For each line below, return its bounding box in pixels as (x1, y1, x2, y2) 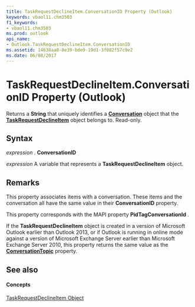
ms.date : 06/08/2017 (6, 53, 57, 58)
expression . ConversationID (6, 149, 77, 156)
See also (6, 264, 38, 275)
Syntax (6, 133, 33, 143)
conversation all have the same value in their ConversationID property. (6, 200, 179, 207)
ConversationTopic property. (6, 247, 78, 254)
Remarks (6, 178, 40, 188)
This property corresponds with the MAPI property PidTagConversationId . (6, 211, 190, 218)
